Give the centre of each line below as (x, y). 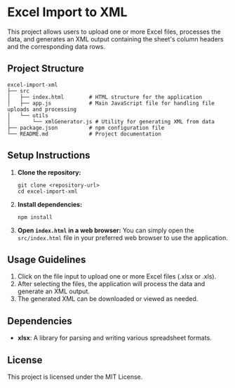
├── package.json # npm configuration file (86, 128)
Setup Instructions (49, 155)
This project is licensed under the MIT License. (75, 377)
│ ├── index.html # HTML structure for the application (105, 97)
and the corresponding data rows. (56, 46)
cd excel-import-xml (47, 191)
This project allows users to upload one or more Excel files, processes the (114, 32)
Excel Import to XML (67, 12)
